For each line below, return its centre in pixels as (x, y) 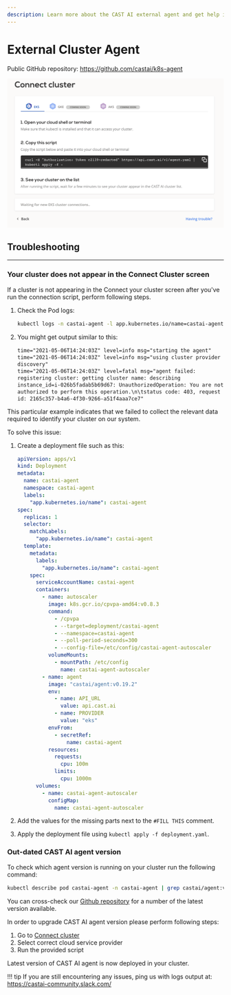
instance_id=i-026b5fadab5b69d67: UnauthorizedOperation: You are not (120, 385)
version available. (32, 908)
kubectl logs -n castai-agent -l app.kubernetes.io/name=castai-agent (120, 324)
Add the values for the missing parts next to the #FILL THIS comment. (115, 821)
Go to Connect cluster (48, 935)
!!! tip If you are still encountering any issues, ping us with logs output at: (110, 976)
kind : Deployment (42, 466)
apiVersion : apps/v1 (46, 459)
